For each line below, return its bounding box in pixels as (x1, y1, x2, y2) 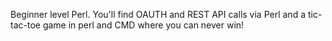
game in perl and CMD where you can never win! (42, 19, 245, 31)
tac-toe (10, 19, 41, 31)
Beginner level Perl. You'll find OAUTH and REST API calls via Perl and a (10, 9, 307, 20)
